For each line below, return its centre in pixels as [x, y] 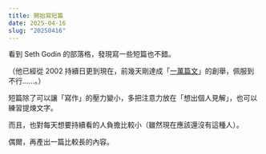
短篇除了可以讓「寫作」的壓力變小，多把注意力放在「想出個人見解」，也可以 [133, 98]
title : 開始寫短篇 [36, 16]
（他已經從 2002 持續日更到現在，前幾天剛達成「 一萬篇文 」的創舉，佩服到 [131, 71]
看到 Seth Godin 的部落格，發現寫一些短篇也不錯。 [92, 54]
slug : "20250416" [37, 30]
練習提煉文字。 [33, 108]
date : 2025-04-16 [37, 23]
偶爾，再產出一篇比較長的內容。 [61, 142]
